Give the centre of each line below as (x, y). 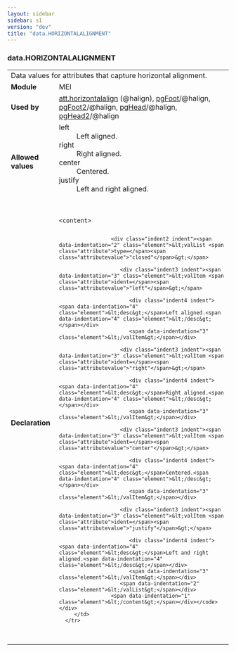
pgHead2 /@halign (89, 115)
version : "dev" (29, 27)
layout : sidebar (31, 14)
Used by (25, 107)
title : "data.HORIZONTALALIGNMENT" (59, 33)
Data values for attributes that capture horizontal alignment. (109, 75)
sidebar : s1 (25, 20)
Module (24, 87)
